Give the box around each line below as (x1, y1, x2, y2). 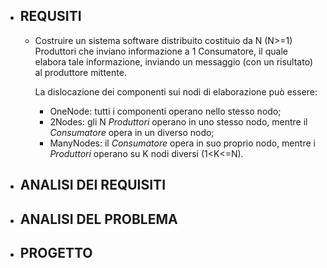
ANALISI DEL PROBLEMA (19, 210, 178, 228)
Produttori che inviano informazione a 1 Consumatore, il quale (34, 45, 288, 57)
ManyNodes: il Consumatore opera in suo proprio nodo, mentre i (49, 137, 316, 149)
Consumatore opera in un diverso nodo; (49, 126, 215, 138)
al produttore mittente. (34, 66, 127, 78)
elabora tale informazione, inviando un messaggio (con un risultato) (34, 55, 314, 68)
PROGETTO (19, 244, 93, 261)
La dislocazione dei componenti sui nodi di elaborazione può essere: (34, 85, 318, 98)
